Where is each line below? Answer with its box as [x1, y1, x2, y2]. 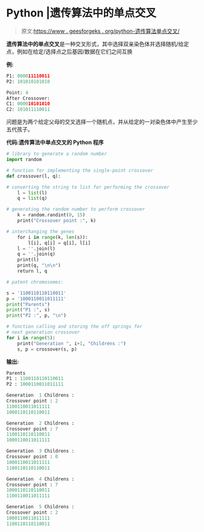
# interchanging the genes [6, 228, 75, 234]
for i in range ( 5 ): [6, 335, 56, 341]
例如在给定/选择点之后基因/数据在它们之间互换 [16, 47, 133, 55]
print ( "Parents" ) [6, 301, 50, 307]
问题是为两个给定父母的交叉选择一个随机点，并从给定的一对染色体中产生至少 [6, 118, 198, 126]
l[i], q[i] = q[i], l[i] [28, 240, 91, 246]
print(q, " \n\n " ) [17, 262, 61, 268]
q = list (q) [17, 196, 47, 202]
